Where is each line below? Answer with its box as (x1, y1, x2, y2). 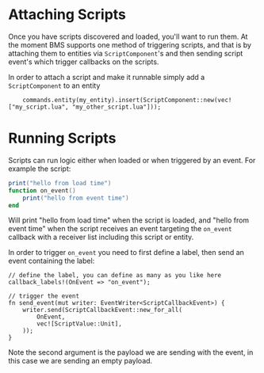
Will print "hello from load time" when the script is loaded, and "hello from (8, 215, 250, 225)
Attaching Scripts (8, 6, 127, 24)
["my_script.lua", (8, 103, 69, 111)
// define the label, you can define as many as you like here (8, 272, 222, 280)
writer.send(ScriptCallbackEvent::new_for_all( (22, 306, 182, 314)
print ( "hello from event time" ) (22, 194, 129, 202)
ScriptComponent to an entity (8, 81, 101, 90)
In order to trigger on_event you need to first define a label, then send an (8, 248, 244, 257)
